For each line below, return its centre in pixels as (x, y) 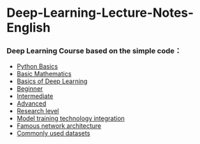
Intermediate (35, 96)
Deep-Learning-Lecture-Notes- (100, 13)
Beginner (30, 89)
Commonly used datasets (53, 134)
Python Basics (37, 66)
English (29, 28)
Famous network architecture (59, 126)
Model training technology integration (70, 118)
